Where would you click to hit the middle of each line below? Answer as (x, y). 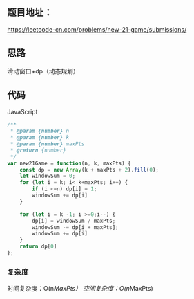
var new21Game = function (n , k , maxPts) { (69, 163)
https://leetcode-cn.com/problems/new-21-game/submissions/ (97, 29)
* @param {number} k (40, 138)
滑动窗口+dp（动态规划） (43, 71)
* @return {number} (38, 150)
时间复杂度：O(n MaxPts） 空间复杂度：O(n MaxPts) (80, 289)
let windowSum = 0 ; (48, 176)
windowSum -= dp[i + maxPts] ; (75, 227)
